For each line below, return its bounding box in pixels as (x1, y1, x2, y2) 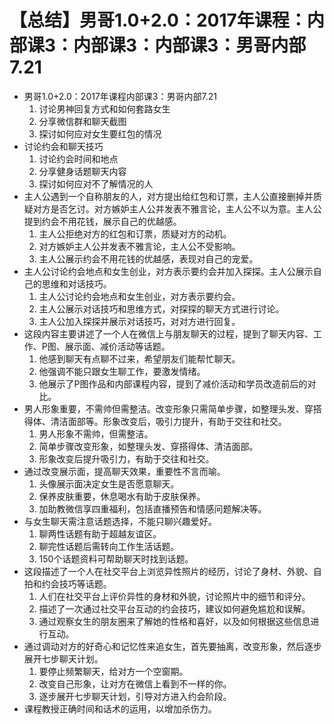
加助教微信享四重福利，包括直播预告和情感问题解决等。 (38, 502, 267, 515)
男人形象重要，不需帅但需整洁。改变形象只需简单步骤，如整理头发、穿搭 (23, 402, 322, 415)
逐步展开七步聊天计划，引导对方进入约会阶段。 (38, 690, 232, 702)
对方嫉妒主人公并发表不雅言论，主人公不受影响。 (38, 240, 241, 252)
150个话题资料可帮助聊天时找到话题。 (38, 552, 194, 565)
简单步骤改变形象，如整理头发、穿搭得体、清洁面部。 (38, 440, 259, 452)
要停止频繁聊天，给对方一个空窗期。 (38, 665, 189, 677)
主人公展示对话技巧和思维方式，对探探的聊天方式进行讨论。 (38, 302, 285, 315)
